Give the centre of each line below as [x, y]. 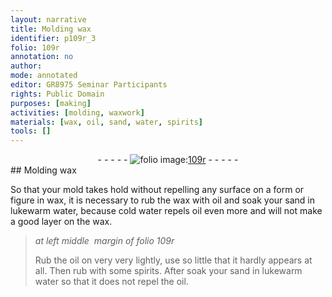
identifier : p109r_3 [53, 38]
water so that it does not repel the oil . [111, 282]
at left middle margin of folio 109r [104, 241]
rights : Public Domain [57, 94]
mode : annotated [44, 76]
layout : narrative [48, 19]
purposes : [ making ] [51, 103]
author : [26, 66]
